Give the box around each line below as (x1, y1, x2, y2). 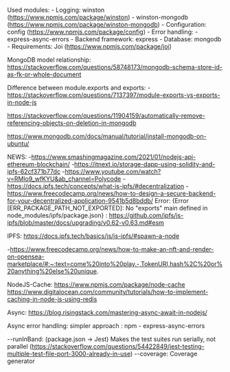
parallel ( (7, 342, 32, 350)
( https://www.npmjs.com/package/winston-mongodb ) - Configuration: (7, 21, 207, 28)
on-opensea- (7, 252, 45, 261)
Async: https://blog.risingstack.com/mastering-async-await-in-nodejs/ (7, 309, 208, 316)
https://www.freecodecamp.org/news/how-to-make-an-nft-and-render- (10, 245, 214, 253)
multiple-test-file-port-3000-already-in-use (7, 350, 131, 358)
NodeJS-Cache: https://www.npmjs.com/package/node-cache (7, 281, 185, 288)
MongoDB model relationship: (7, 56, 91, 64)
